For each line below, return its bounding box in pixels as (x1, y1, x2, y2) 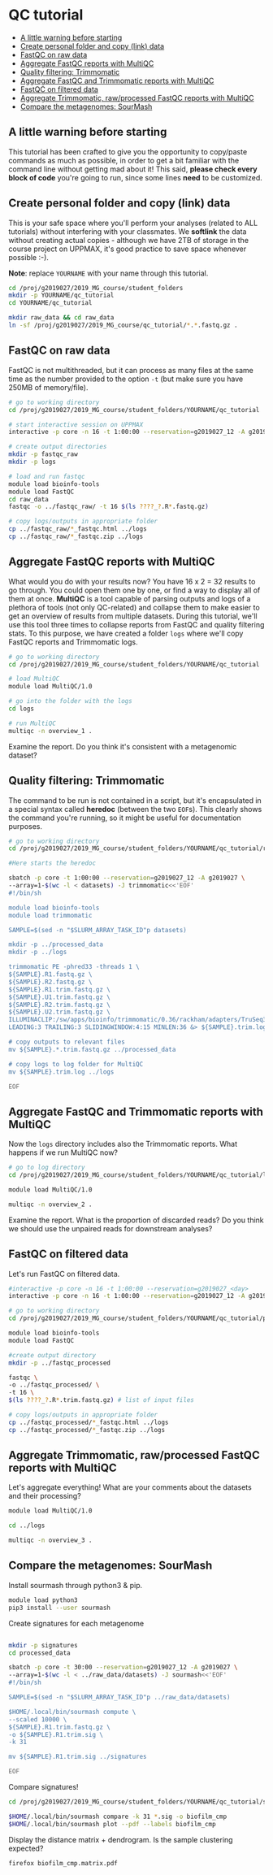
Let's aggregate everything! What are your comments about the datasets (8, 1482, 252, 1492)
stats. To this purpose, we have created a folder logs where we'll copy (8, 628, 244, 638)
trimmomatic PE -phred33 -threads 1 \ (8, 963, 140, 971)
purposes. (8, 821, 43, 831)
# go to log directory (8, 1164, 85, 1172)
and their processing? (8, 1491, 81, 1501)
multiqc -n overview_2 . (8, 1200, 93, 1209)
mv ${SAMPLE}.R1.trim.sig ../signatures (8, 1753, 148, 1761)
